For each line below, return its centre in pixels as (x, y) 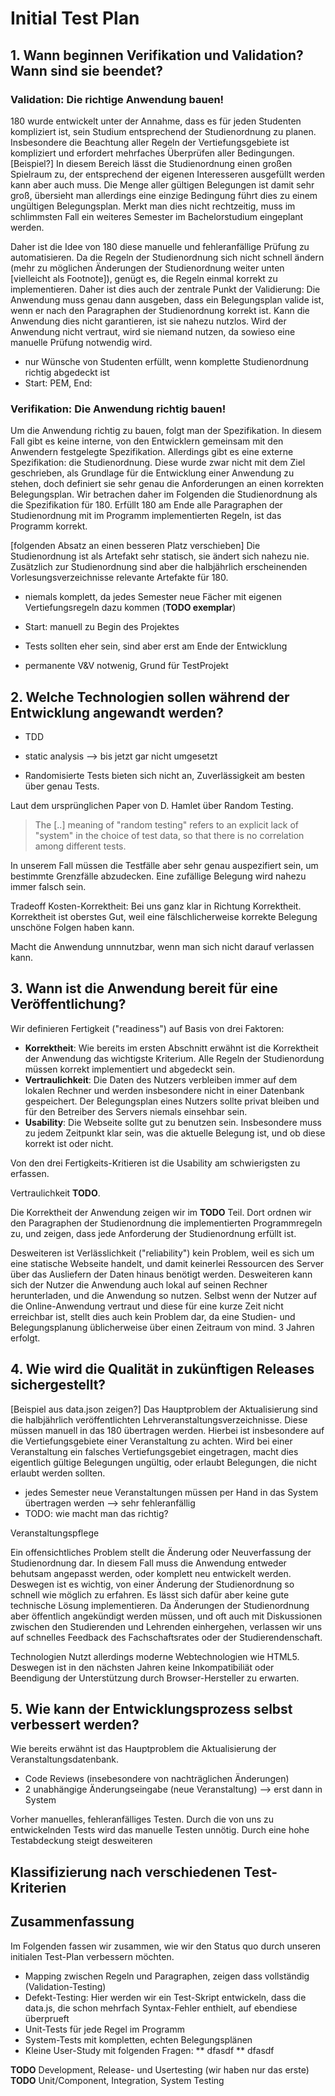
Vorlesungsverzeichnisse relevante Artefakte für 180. (119, 578)
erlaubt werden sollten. (58, 1473)
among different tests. (80, 846)
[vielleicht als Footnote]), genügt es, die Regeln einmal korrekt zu (144, 278)
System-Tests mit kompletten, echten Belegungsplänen (138, 2039)
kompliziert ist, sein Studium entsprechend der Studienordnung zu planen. (163, 131)
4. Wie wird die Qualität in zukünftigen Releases (162, 1369)
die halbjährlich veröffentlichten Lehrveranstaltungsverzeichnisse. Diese (159, 1419)
